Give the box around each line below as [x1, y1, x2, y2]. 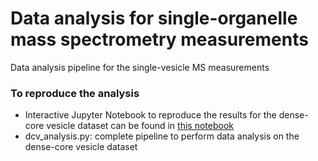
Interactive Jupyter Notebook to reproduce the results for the [24, 109, 277, 121]
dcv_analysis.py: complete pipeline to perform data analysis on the [24, 130, 300, 142]
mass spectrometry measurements [10, 28, 309, 51]
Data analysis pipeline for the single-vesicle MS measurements [10, 61, 270, 73]
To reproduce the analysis [10, 86, 140, 100]
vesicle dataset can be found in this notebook [46, 120, 234, 132]
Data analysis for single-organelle [10, 7, 298, 30]
